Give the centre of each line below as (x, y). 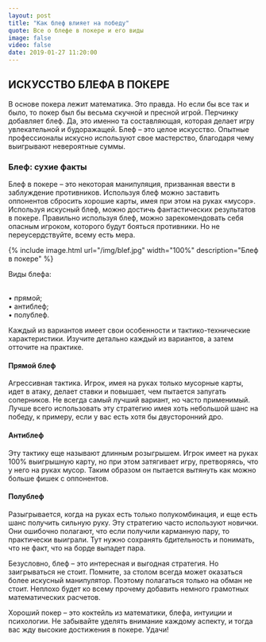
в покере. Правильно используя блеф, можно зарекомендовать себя (126, 218)
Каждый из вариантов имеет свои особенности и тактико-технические (129, 330)
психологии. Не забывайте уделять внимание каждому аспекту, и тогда (131, 621)
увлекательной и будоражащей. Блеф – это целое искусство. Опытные (129, 129)
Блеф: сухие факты (48, 166)
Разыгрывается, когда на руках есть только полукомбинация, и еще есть (133, 514)
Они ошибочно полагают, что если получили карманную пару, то (119, 531)
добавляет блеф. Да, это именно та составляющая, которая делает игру (131, 121)
